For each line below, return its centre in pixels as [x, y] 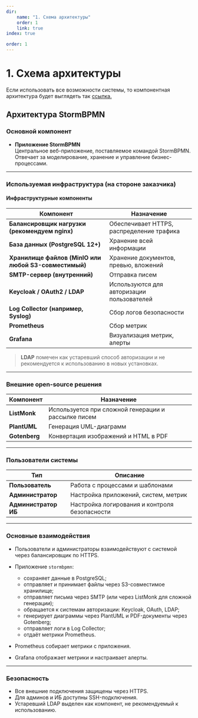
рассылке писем [72, 417]
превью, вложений [136, 265]
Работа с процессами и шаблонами [122, 485]
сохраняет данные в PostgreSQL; [65, 578]
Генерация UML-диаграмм [87, 427]
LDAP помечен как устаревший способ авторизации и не [93, 357]
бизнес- [161, 157]
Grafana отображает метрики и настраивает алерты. [81, 657]
